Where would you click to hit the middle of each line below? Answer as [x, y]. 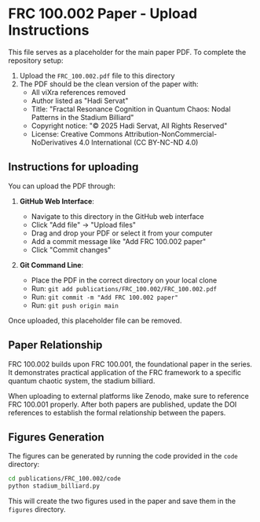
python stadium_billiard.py [54, 486]
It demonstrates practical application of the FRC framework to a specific [125, 372]
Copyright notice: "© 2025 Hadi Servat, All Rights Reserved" [129, 126]
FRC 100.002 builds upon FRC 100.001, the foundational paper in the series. [130, 364]
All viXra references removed [78, 92]
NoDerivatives [54, 142]
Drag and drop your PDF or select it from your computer [122, 233]
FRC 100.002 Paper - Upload [103, 14]
